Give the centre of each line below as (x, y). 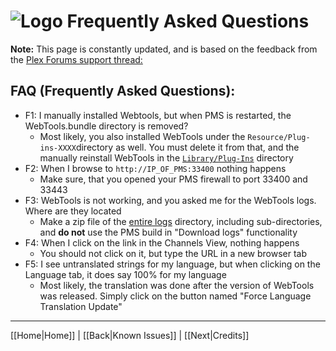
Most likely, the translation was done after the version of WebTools (177, 285)
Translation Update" (81, 306)
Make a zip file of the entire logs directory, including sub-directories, (181, 221)
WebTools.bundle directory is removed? (106, 126)
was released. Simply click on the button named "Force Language (175, 296)
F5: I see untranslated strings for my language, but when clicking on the (172, 264)
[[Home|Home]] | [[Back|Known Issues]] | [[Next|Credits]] (130, 335)
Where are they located (73, 211)
